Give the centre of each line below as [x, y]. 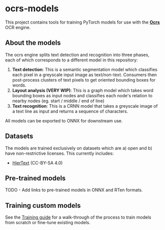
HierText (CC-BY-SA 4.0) [37, 163]
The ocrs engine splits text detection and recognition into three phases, [77, 55]
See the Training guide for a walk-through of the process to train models [78, 217]
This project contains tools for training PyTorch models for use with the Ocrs [82, 22]
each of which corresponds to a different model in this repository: [72, 60]
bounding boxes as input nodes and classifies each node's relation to [82, 95]
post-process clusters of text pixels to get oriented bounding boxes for [84, 80]
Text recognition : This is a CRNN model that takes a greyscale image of [85, 106]
